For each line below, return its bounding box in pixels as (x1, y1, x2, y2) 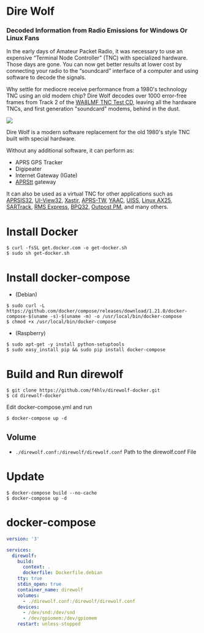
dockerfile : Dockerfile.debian (22, 570, 103, 576)
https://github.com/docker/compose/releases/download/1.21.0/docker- (6, 308, 188, 314)
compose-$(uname (6, 314, 48, 320)
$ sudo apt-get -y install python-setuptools (6, 341, 124, 347)
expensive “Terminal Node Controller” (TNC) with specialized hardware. (6, 54, 188, 62)
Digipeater (15, 165, 42, 173)
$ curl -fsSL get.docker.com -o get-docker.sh (6, 245, 127, 251)
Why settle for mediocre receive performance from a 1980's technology (6, 86, 187, 93)
